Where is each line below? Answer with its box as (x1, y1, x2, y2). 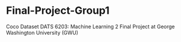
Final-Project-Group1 (6, 4, 110, 17)
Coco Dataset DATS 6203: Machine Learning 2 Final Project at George (6, 23, 175, 30)
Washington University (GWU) (6, 29, 79, 36)
